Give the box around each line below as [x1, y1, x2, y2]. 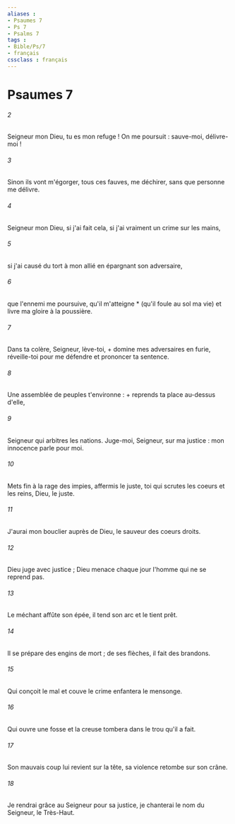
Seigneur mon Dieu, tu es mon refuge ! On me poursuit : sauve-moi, [7, 132, 205, 141]
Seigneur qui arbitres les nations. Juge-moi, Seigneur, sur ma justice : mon [7, 436, 224, 445]
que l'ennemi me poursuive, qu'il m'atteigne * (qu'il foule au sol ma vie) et [7, 299, 222, 308]
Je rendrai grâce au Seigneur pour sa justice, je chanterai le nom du [7, 801, 205, 809]
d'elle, [7, 398, 25, 407]
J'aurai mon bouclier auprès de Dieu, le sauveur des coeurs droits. [7, 527, 201, 535]
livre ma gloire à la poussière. [7, 306, 93, 315]
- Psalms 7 [7, 30, 40, 37]
